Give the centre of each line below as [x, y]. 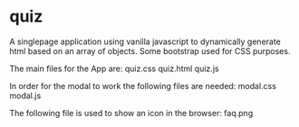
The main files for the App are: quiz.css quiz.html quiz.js [114, 68]
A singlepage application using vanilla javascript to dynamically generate [145, 41]
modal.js [25, 95]
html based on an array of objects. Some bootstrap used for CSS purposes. [150, 50]
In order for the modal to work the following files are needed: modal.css [143, 86]
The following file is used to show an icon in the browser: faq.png [131, 113]
